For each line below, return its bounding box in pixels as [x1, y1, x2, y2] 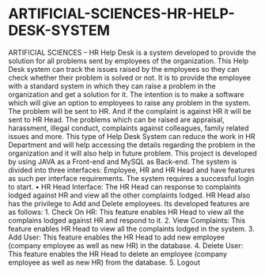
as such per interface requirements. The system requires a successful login [8, 173, 255, 183]
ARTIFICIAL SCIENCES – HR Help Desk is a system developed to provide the [8, 47, 257, 57]
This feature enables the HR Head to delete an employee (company [8, 249, 228, 258]
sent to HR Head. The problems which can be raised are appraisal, [8, 115, 225, 124]
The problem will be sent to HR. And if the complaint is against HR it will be [8, 106, 252, 115]
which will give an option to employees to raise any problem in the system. [8, 98, 251, 107]
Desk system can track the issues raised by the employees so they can [8, 64, 240, 73]
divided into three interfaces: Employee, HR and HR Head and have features [8, 165, 256, 175]
